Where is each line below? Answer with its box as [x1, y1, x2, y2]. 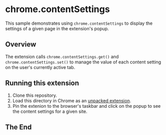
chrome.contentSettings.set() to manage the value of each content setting [5, 59, 161, 65]
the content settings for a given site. [12, 108, 88, 114]
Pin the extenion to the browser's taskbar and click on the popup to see [12, 103, 161, 109]
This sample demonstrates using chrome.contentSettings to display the [5, 20, 153, 26]
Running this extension [5, 79, 79, 88]
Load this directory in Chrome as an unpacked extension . [12, 97, 131, 104]
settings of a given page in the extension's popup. [5, 25, 109, 31]
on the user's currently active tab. [5, 64, 75, 70]
